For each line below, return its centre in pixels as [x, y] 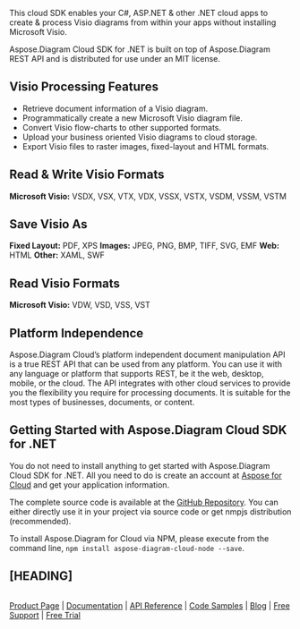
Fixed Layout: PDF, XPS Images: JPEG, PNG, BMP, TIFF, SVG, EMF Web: [145, 246]
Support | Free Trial [45, 615]
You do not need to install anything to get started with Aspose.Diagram [140, 465]
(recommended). [40, 521]
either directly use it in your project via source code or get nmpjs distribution [150, 511]
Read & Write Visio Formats [87, 175]
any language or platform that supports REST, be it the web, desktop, [137, 374]
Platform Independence [77, 333]
